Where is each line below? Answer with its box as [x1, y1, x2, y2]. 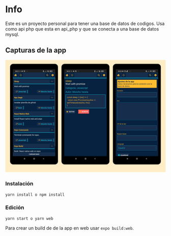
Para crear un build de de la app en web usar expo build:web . [5, 225, 134, 231]
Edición [5, 204, 24, 211]
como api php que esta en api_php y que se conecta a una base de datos [5, 25, 159, 32]
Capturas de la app [5, 46, 67, 55]
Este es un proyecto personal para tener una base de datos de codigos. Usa [5, 20, 165, 27]
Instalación [5, 180, 34, 187]
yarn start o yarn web [5, 216, 53, 221]
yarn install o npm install [5, 192, 65, 197]
